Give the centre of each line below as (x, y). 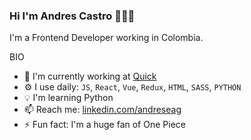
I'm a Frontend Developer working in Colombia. (106, 38)
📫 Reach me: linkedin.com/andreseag (102, 110)
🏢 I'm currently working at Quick (90, 76)
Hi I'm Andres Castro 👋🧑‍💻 (72, 16)
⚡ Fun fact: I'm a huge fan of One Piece (104, 125)
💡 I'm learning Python (68, 98)
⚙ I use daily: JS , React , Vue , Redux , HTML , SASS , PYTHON (132, 87)
